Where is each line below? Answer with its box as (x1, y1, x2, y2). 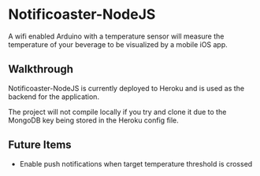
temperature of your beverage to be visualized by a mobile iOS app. (8, 39, 228, 49)
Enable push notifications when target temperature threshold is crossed (19, 159, 253, 168)
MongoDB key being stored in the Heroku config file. (8, 115, 179, 125)
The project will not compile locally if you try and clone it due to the (8, 107, 227, 116)
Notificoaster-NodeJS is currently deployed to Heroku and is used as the (8, 83, 245, 93)
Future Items (8, 138, 72, 152)
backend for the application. (8, 92, 100, 101)
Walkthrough (8, 63, 73, 76)
